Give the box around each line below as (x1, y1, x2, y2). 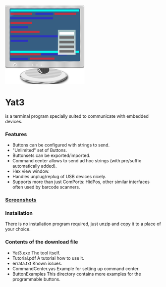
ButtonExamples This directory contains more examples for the (12, 271, 141, 277)
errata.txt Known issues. (12, 260, 62, 266)
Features (5, 131, 27, 138)
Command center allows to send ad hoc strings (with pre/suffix (12, 158, 141, 164)
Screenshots (5, 196, 37, 203)
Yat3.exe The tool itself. (12, 250, 60, 256)
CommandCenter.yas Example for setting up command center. (12, 265, 140, 272)
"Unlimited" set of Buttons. (12, 147, 67, 153)
